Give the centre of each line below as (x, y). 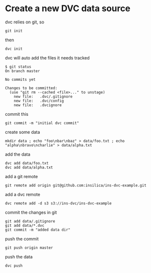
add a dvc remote (23, 194)
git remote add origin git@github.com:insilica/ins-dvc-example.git (76, 185)
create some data (23, 132)
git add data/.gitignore (30, 221)
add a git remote (21, 176)
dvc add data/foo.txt (27, 163)
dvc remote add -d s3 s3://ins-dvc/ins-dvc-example (58, 203)
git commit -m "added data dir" (38, 230)
